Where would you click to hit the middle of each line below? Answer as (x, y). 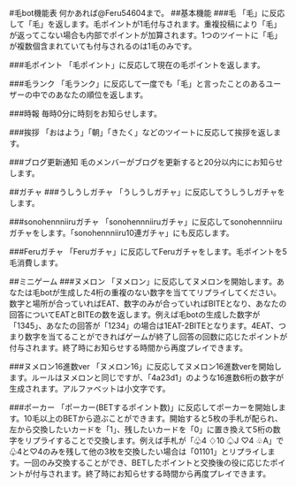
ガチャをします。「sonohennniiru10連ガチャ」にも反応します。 (121, 233)
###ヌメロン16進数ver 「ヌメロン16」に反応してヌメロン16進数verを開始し (146, 366)
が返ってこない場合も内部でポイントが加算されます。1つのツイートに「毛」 (146, 35)
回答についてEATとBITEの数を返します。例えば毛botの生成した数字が (135, 315)
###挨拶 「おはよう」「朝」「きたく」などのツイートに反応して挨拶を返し (141, 132)
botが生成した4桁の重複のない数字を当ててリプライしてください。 (160, 293)
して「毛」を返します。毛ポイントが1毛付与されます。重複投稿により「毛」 (145, 24)
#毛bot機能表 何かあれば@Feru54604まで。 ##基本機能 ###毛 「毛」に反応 (147, 13)
